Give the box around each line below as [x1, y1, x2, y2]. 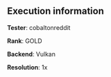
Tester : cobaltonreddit [7, 23, 71, 31]
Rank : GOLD [7, 37, 42, 45]
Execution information [7, 5, 104, 17]
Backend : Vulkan [7, 50, 56, 58]
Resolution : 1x [7, 63, 48, 71]
